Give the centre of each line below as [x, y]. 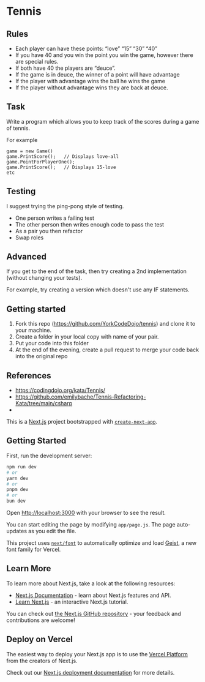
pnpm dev [17, 490]
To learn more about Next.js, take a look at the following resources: [91, 583]
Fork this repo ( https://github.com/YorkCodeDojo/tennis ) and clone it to [105, 324]
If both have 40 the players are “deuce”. [65, 68]
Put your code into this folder [52, 343]
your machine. [33, 330]
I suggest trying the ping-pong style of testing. [65, 206]
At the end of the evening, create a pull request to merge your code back [107, 350]
